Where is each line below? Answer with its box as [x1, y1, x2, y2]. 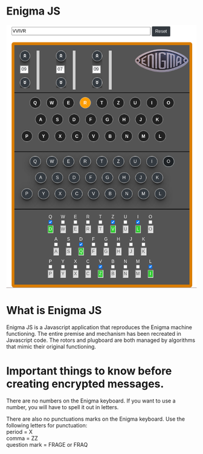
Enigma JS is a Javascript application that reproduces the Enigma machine [6, 324, 192, 331]
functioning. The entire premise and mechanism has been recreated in [6, 330, 181, 338]
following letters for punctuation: [6, 422, 88, 429]
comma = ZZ [6, 435, 38, 442]
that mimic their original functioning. [6, 343, 97, 350]
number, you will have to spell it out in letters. [6, 404, 119, 411]
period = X [6, 429, 33, 436]
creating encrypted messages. [6, 377, 164, 391]
